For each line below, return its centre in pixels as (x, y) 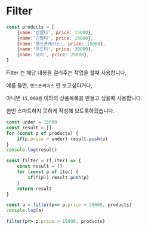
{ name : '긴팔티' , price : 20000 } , (55, 38)
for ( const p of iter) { (48, 172)
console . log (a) (25, 211)
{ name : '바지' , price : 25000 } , (53, 55)
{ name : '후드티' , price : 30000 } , (55, 49)
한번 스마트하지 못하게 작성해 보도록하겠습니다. (61, 111)
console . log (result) (32, 150)
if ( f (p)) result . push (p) (58, 177)
